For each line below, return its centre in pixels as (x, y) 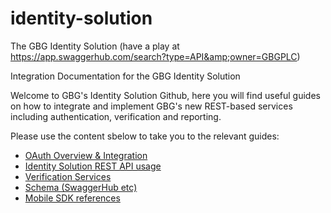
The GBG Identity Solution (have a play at (95, 46)
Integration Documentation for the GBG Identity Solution (125, 76)
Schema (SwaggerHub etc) (81, 187)
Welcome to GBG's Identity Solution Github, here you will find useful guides (165, 95)
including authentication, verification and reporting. (116, 116)
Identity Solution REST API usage (93, 166)
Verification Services (68, 176)
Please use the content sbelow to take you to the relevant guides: (145, 136)
